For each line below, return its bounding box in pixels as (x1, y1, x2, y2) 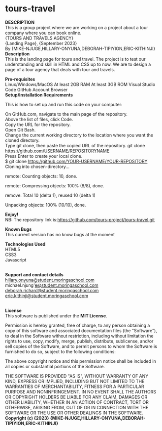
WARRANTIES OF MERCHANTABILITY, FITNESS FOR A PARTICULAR (5, 384, 144, 389)
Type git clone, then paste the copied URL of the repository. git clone (5, 142, 145, 148)
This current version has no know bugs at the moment (5, 231, 115, 237)
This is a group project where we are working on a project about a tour (5, 24, 149, 30)
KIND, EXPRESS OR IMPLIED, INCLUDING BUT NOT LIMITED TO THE (5, 378, 145, 384)
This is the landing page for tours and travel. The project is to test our (5, 56, 146, 62)
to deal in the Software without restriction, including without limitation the (5, 333, 154, 339)
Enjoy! (5, 211, 19, 217)
